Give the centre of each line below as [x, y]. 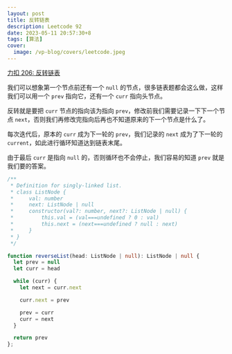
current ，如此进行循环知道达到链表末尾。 [67, 142]
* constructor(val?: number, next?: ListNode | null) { [99, 212]
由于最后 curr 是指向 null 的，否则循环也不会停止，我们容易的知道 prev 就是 [116, 157]
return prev [31, 338]
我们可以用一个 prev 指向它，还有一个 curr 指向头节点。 [87, 96]
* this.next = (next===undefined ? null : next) [94, 224]
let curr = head [37, 269]
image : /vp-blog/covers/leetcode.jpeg [70, 53]
